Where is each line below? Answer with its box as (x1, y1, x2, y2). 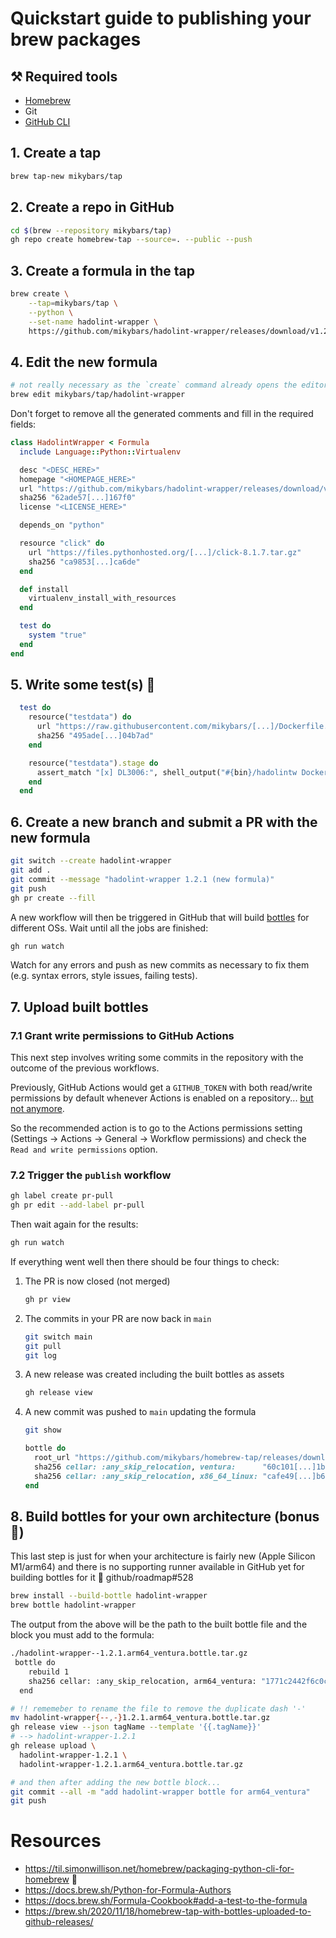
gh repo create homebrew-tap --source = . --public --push (10, 235, 253, 245)
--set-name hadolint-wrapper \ (28, 317, 159, 327)
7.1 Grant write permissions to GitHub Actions (10, 1028, 235, 1042)
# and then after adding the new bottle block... (10, 1777, 222, 1787)
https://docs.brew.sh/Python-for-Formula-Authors (24, 1884, 232, 1896)
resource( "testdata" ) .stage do (28, 758, 159, 768)
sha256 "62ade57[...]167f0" (19, 493, 137, 503)
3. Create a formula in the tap (10, 262, 195, 279)
